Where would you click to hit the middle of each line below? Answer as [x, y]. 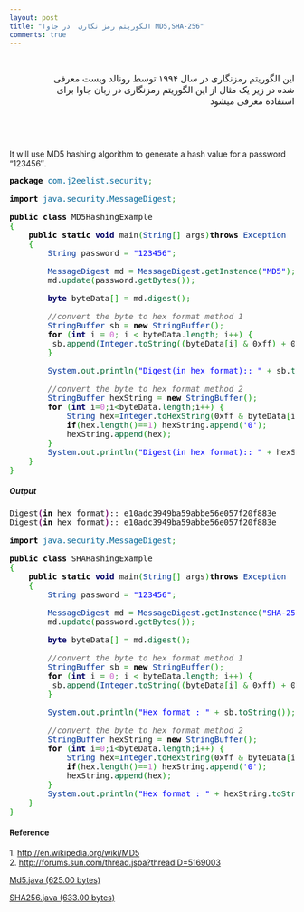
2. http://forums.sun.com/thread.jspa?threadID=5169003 [115, 862]
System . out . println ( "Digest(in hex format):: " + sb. [169, 371]
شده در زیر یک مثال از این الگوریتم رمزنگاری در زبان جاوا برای [176, 90]
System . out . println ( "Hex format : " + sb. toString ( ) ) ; [171, 712]
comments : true [38, 34]
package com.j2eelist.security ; [81, 181]
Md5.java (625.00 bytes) [55, 879]
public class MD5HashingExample [81, 217]
